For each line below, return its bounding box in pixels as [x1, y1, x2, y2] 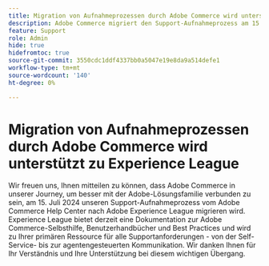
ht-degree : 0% [8, 79, 56, 87]
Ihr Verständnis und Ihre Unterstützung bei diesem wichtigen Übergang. [8, 249, 246, 259]
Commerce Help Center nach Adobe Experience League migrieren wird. [8, 206, 246, 216]
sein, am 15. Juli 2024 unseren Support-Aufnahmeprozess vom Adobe [8, 198, 240, 208]
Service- [8, 240, 38, 250]
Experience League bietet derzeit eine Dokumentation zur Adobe [8, 215, 223, 224]
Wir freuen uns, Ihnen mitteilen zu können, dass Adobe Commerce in [8, 181, 236, 191]
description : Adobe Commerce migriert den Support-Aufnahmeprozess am [8, 19, 249, 27]
